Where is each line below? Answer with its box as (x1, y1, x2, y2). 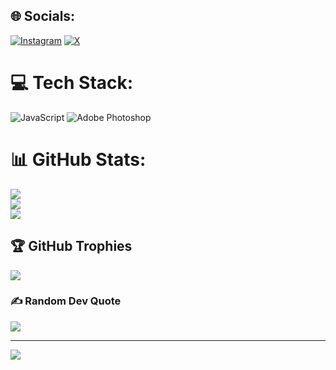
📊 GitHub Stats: (10, 148, 147, 171)
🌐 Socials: (10, 8, 76, 25)
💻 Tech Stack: (10, 72, 134, 94)
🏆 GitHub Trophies (10, 238, 133, 255)
